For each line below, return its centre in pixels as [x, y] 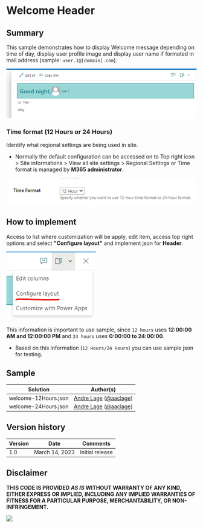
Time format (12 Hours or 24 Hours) [60, 132]
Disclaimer [27, 473]
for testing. [29, 354]
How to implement [41, 222]
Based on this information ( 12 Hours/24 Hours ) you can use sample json [104, 348]
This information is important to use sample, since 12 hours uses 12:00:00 [99, 330]
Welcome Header [51, 11]
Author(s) [103, 389]
